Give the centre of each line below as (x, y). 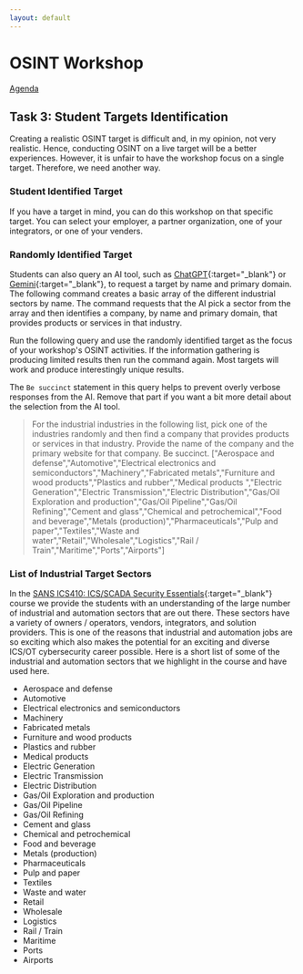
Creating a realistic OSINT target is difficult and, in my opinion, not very (143, 139)
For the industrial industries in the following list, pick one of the (150, 424)
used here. (30, 671)
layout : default (40, 18)
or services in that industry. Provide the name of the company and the (162, 443)
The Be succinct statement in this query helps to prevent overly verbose (145, 387)
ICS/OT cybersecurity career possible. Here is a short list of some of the (145, 652)
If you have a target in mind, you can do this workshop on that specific (141, 212)
